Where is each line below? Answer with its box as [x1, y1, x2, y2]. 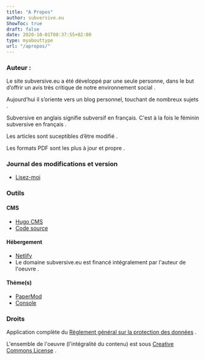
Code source [15, 224, 48, 232]
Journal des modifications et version [6, 160, 118, 169]
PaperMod [15, 293, 42, 300]
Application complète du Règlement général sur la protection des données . [6, 329, 197, 336]
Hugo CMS [15, 218, 43, 225]
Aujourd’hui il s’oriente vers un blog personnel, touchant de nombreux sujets [6, 96, 199, 103]
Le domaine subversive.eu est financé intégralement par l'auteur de [15, 258, 186, 266]
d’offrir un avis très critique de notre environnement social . [6, 84, 156, 91]
